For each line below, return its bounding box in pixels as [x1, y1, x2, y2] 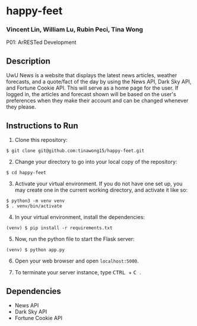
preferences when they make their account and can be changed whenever [6, 97, 189, 105]
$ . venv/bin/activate [6, 203, 62, 209]
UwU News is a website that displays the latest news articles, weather [6, 72, 177, 79]
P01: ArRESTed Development [6, 39, 77, 46]
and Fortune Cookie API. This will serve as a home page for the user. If [6, 84, 179, 91]
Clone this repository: [14, 137, 68, 144]
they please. [6, 103, 37, 110]
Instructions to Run [6, 121, 78, 131]
